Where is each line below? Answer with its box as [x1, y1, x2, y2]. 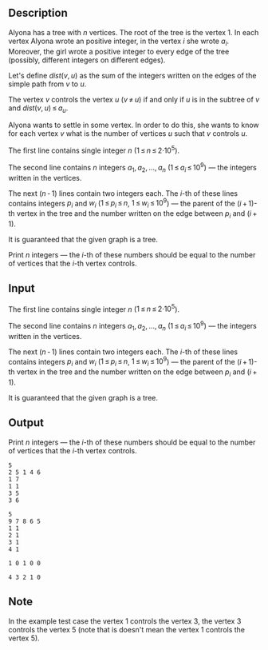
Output [8, 416, 44, 430]
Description [8, 6, 68, 20]
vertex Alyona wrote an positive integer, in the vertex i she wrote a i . [8, 36, 230, 47]
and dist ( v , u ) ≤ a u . [8, 103, 69, 114]
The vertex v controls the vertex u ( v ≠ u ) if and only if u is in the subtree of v [8, 94, 260, 104]
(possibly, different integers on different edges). [8, 55, 166, 65]
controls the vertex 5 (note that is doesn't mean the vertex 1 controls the [8, 624, 246, 634]
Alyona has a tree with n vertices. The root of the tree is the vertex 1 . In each [8, 27, 259, 37]
